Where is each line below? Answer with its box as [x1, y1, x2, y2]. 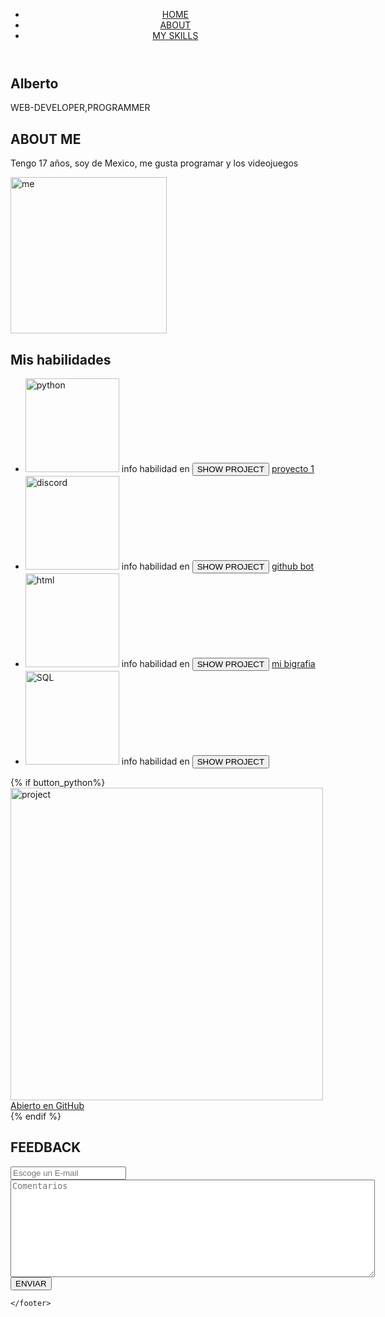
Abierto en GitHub [10, 1100, 85, 1112]
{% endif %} [10, 1110, 62, 1123]
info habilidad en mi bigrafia [121, 658, 316, 670]
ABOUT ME [10, 130, 82, 148]
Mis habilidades [10, 351, 112, 368]
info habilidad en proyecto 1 [121, 463, 315, 475]
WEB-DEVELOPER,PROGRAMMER [10, 102, 151, 114]
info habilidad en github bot [121, 560, 315, 573]
